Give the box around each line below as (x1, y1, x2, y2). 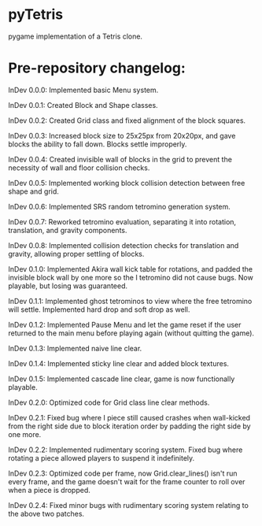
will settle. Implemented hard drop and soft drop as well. (8, 305, 190, 314)
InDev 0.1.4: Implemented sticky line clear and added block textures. (8, 358, 230, 368)
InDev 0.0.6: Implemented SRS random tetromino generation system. (8, 202, 231, 211)
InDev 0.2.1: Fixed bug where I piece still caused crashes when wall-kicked (8, 413, 250, 422)
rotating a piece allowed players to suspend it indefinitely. (8, 453, 195, 462)
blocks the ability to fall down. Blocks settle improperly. (8, 139, 187, 149)
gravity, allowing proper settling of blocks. (8, 249, 145, 258)
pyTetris (8, 6, 64, 24)
